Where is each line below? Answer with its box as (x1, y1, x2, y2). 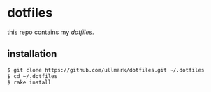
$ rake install (7, 79, 52, 86)
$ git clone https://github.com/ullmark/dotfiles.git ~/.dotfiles (7, 66, 205, 74)
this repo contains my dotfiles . (7, 28, 94, 36)
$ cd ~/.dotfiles (7, 72, 58, 79)
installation (7, 48, 57, 60)
